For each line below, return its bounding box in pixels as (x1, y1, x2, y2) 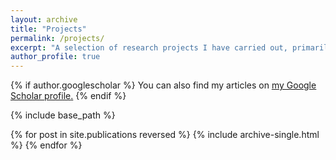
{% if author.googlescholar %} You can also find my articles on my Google (10, 79, 317, 91)
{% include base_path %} (10, 109, 116, 121)
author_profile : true (10, 52, 101, 62)
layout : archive (10, 14, 78, 25)
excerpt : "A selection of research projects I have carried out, (10, 42, 288, 53)
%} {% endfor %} (10, 139, 83, 151)
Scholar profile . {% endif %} (10, 90, 127, 102)
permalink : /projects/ (10, 33, 105, 43)
